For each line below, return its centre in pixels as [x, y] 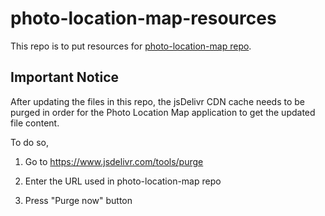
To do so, [29, 142]
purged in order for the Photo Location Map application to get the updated [163, 112]
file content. [35, 123]
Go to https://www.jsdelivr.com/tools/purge [114, 161]
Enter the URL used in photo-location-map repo [123, 181]
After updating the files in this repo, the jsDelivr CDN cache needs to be [158, 101]
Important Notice [64, 77]
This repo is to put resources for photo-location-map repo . [131, 46]
